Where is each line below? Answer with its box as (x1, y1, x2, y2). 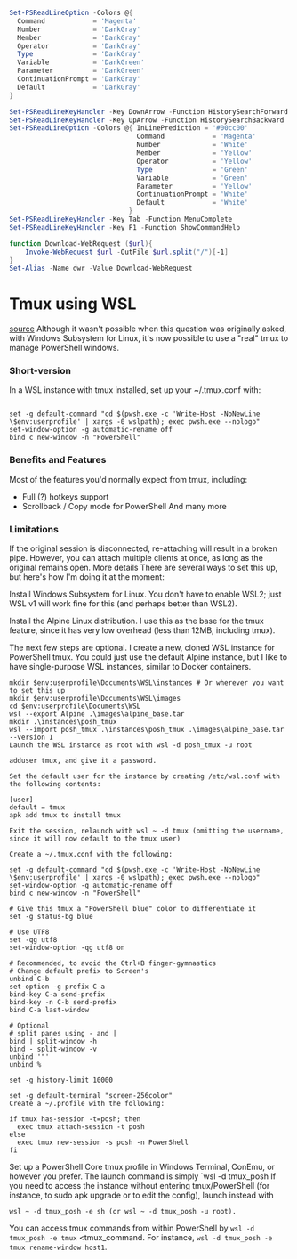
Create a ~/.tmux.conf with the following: (9, 850, 173, 859)
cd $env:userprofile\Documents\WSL (9, 702, 141, 711)
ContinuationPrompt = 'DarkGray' (17, 75, 141, 84)
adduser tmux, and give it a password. (9, 757, 157, 766)
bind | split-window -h (9, 1037, 98, 1046)
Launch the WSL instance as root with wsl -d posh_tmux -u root (9, 741, 253, 750)
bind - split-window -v (9, 1044, 98, 1054)
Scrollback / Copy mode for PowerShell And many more (21, 500, 227, 511)
